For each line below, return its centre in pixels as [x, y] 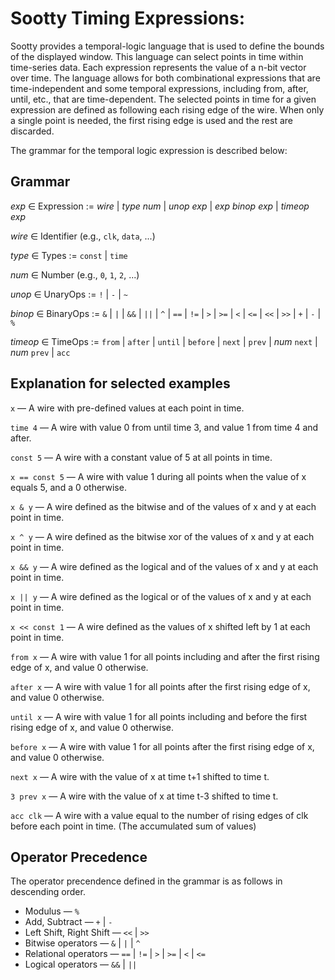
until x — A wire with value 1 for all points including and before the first [159, 716]
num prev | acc [40, 352]
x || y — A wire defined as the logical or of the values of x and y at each [161, 596]
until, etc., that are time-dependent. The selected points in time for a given [163, 99]
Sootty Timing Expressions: [128, 18]
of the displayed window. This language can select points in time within [157, 56]
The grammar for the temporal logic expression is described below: [149, 150]
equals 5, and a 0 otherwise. [68, 487]
